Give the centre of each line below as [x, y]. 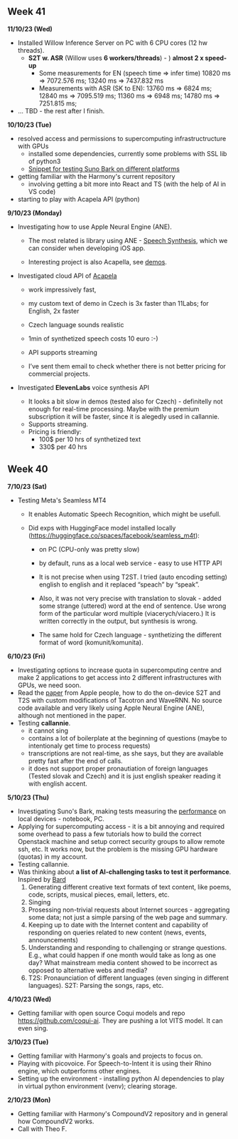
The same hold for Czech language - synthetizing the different [130, 634]
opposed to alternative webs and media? [88, 970]
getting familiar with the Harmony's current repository [96, 176]
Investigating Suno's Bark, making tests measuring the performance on [121, 811]
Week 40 [28, 469]
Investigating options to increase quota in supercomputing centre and [119, 670]
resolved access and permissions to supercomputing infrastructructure [122, 138]
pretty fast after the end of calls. [75, 761]
